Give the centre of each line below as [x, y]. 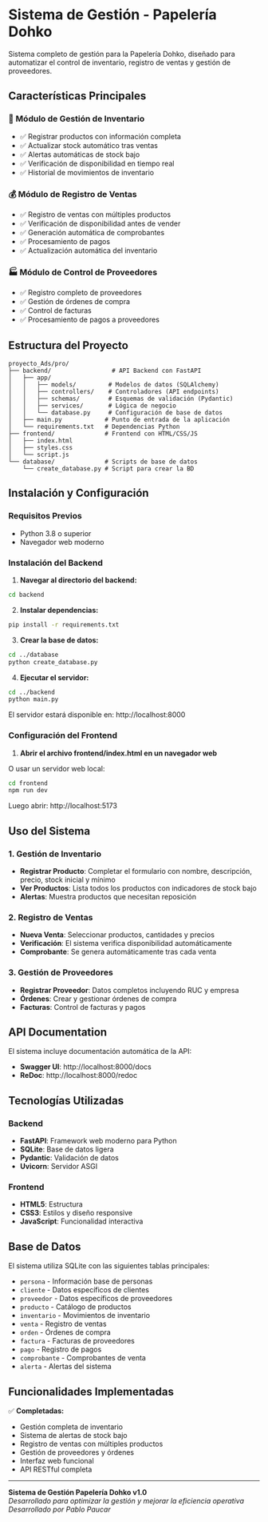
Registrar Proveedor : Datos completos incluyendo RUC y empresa [129, 990]
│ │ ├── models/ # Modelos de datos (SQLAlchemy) [114, 385]
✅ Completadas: [36, 1411]
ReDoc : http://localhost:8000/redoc [79, 1075]
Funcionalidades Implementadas [91, 1391]
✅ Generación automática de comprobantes [92, 232]
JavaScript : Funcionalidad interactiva [81, 1221]
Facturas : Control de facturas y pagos [83, 1007]
